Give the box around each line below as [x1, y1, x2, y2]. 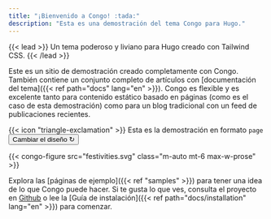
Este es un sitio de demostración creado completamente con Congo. [8, 66, 238, 75]
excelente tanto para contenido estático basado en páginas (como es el [8, 92, 249, 101]
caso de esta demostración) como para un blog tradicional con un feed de [8, 101, 258, 110]
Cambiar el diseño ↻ [12, 135, 76, 144]
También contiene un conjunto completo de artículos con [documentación [8, 75, 256, 84]
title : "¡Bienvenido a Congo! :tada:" [8, 11, 140, 20]
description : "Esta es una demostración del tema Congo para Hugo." [8, 19, 246, 28]
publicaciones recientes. [8, 109, 91, 118]
